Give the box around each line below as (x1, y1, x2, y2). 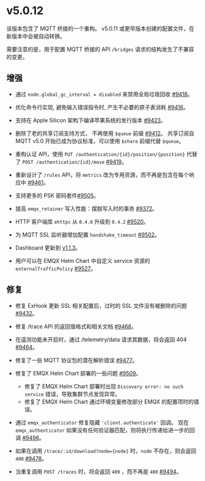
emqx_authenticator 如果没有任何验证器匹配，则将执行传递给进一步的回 (15, 426, 195, 434)
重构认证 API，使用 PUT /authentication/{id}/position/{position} (15, 150, 185, 157)
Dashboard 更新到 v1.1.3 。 (15, 244, 81, 251)
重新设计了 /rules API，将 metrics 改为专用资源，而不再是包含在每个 (15, 171, 189, 178)
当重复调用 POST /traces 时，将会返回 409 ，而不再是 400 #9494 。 (15, 467, 182, 475)
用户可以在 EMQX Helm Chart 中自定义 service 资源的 (15, 257, 151, 264)
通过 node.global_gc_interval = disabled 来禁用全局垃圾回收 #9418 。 (15, 90, 193, 98)
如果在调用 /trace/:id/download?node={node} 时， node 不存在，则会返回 (15, 447, 197, 455)
